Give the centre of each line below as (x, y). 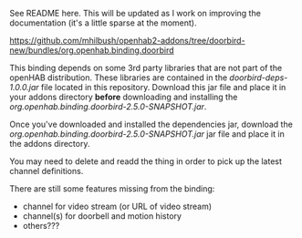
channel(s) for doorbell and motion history (102, 216)
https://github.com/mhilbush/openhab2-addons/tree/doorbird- (127, 41)
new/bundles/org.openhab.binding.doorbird (92, 50)
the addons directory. (50, 144)
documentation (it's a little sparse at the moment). (103, 23)
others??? (41, 226)
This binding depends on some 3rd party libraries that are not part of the (146, 68)
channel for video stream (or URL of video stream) (117, 206)
